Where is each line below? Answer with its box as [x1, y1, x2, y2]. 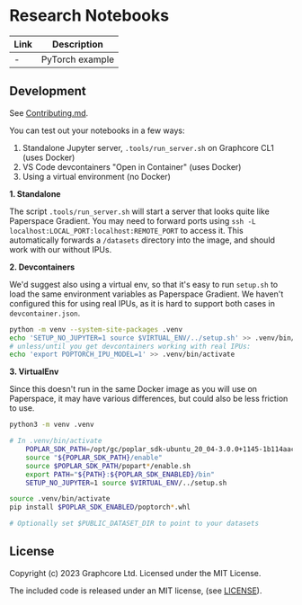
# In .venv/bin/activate [9, 437, 102, 446]
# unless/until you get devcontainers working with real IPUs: [9, 342, 252, 351]
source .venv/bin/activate [9, 494, 111, 503]
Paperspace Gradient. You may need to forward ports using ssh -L [9, 215, 256, 226]
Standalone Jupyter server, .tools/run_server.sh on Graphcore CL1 [22, 142, 274, 153]
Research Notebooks [9, 5, 169, 26]
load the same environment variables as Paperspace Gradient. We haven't [9, 289, 284, 299]
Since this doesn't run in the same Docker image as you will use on [9, 384, 258, 395]
